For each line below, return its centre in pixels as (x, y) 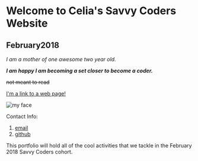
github (23, 134)
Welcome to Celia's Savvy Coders (91, 11)
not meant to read (28, 82)
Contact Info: (22, 116)
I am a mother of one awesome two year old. (61, 59)
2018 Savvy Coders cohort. (39, 152)
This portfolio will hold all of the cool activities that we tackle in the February (99, 145)
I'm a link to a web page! (36, 93)
